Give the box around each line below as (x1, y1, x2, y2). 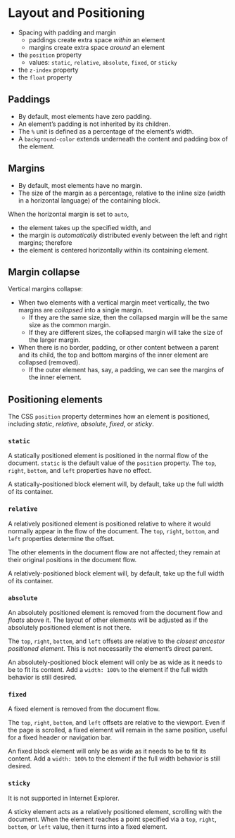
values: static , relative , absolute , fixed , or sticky (28, 58, 178, 66)
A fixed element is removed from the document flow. (8, 705, 160, 713)
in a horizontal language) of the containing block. (18, 196, 161, 205)
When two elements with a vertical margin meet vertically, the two (18, 298, 210, 307)
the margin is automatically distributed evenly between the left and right (18, 231, 228, 239)
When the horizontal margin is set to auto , (8, 210, 129, 218)
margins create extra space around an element (28, 43, 165, 51)
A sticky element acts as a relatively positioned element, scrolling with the (8, 807, 222, 815)
